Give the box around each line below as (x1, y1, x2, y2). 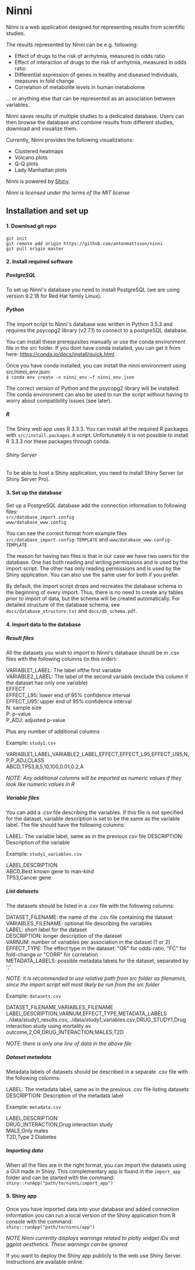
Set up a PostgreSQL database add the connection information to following (6, 502, 186, 509)
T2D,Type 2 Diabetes (6, 1133, 57, 1140)
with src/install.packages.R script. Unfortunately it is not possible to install (6, 432, 189, 439)
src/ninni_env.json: (6, 368, 51, 376)
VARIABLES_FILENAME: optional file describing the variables (6, 920, 152, 927)
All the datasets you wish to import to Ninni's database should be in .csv (6, 649, 180, 656)
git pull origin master (6, 246, 64, 251)
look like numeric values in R (6, 781, 75, 788)
